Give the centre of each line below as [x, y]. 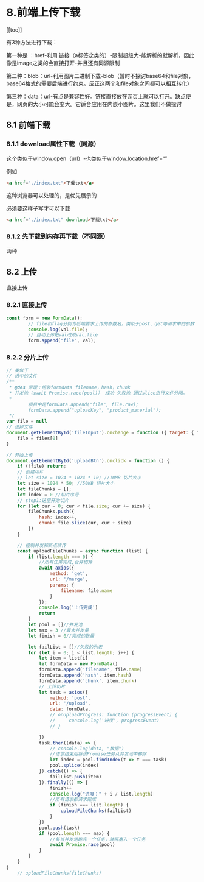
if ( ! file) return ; [42, 467]
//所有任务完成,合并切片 [66, 562]
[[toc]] [14, 30]
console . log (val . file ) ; [58, 330]
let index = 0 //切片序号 [48, 495]
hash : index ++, [58, 517]
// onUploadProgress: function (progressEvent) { [114, 715]
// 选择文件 [20, 427]
